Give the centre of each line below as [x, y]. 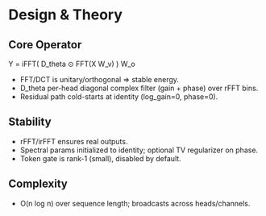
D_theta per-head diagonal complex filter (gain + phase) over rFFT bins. [139, 88]
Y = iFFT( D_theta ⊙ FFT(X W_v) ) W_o [72, 64]
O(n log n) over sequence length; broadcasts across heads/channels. [135, 203]
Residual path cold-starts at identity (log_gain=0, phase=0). [119, 97]
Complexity [38, 184]
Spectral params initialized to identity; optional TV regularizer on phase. [139, 150]
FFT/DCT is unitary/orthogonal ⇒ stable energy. [100, 79]
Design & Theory [66, 15]
